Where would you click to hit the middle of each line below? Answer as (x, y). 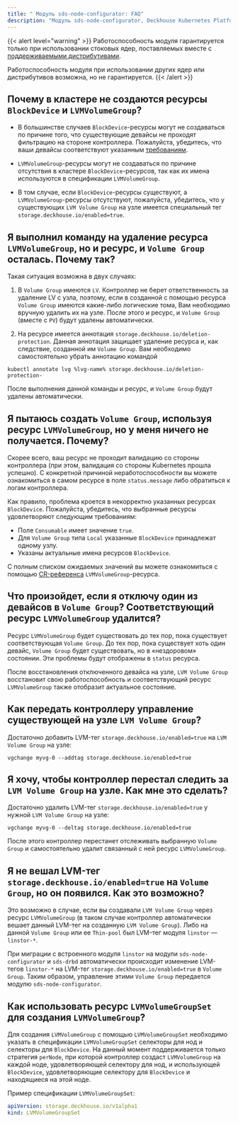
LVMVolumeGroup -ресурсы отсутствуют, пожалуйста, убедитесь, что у (121, 200)
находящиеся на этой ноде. (49, 1079)
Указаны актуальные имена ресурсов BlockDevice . (94, 552)
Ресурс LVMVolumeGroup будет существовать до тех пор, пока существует (118, 635)
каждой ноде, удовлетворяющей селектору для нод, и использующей (114, 1064)
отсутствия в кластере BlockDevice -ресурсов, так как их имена (114, 171)
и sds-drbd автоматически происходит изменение (123, 962)
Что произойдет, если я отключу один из (103, 597)
